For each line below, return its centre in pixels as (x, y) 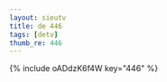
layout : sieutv (38, 18)
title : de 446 (36, 26)
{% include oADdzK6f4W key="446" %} (84, 68)
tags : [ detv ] (34, 34)
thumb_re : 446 (36, 43)
